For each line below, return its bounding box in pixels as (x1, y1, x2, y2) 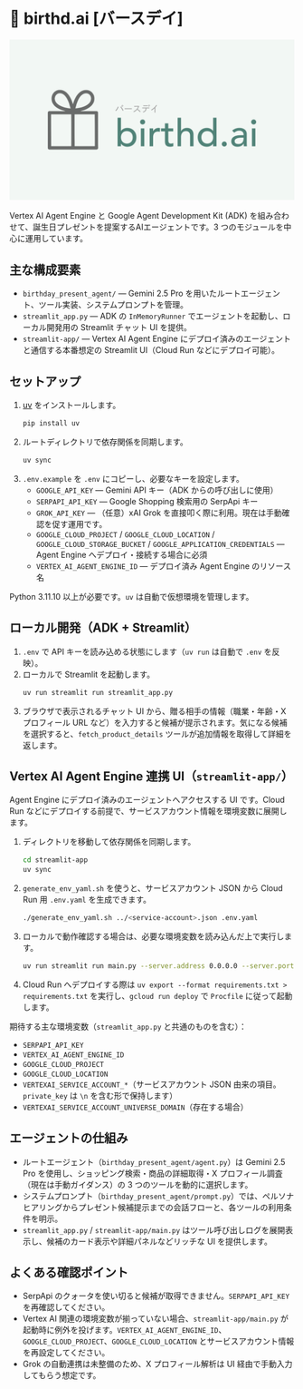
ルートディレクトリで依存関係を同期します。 (22, 436, 188, 447)
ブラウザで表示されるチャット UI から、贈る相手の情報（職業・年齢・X (22, 705, 287, 717)
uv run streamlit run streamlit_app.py (22, 688, 174, 697)
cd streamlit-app (22, 856, 89, 865)
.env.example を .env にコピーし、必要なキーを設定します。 (22, 473, 244, 484)
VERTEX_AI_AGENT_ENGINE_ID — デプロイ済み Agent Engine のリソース (35, 560, 291, 572)
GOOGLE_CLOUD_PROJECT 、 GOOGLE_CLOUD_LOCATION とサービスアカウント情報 (22, 1335, 295, 1347)
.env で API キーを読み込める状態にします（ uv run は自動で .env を (22, 646, 273, 657)
